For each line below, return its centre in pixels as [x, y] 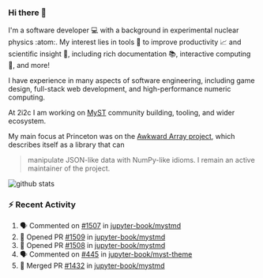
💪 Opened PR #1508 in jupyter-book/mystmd [92, 245]
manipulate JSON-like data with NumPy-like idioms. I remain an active [141, 160]
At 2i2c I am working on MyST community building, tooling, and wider [122, 113]
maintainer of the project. [69, 168]
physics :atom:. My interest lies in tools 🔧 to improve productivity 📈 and [125, 42]
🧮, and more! [29, 66]
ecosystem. [27, 121]
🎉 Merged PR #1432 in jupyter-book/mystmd [92, 265]
